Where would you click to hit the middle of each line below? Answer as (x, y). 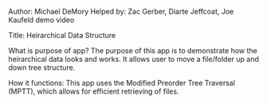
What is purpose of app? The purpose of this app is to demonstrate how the (133, 50)
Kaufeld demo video (41, 20)
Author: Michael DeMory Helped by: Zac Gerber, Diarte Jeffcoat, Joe (121, 12)
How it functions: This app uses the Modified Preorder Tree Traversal (122, 83)
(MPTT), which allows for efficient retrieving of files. (94, 91)
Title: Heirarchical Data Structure (62, 35)
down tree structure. (42, 67)
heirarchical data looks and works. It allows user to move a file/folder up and (133, 59)
